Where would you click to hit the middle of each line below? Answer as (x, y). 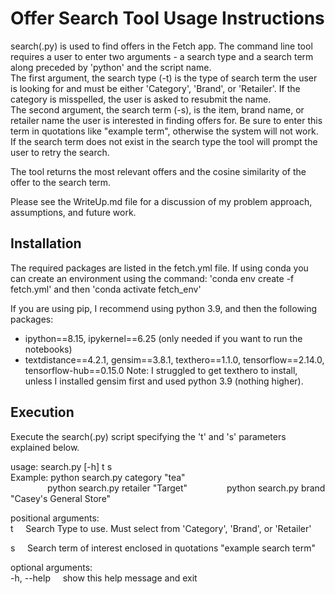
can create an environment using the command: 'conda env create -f (152, 278)
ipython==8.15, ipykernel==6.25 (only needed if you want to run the (163, 338)
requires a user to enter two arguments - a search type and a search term (162, 56)
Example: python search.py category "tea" (98, 477)
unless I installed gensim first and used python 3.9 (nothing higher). (164, 381)
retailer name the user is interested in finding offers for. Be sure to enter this (166, 120)
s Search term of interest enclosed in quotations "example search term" (163, 548)
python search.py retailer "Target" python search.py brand (186, 488)
